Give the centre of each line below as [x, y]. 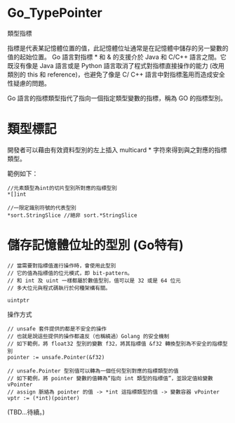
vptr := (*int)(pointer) [43, 398]
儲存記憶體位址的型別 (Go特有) [95, 245]
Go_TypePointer [55, 13]
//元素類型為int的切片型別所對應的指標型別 [62, 188]
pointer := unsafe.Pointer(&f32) [56, 357]
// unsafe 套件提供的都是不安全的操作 [57, 329]
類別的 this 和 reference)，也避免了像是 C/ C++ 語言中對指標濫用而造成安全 [116, 74]
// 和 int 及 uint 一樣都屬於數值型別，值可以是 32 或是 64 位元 [94, 281]
